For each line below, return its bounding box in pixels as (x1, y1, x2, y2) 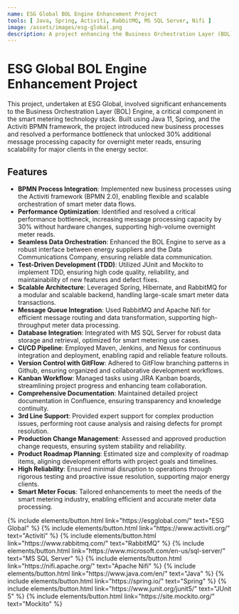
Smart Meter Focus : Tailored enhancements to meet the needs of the (17, 487, 222, 496)
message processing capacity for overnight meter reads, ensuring (7, 137, 201, 146)
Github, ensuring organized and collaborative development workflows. (17, 366, 224, 375)
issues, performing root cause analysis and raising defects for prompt (17, 420, 223, 427)
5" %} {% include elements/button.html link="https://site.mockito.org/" (7, 592, 216, 600)
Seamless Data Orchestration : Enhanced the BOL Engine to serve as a (17, 238, 226, 246)
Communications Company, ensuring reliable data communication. (17, 253, 213, 261)
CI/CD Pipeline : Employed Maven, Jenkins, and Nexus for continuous (17, 343, 222, 352)
